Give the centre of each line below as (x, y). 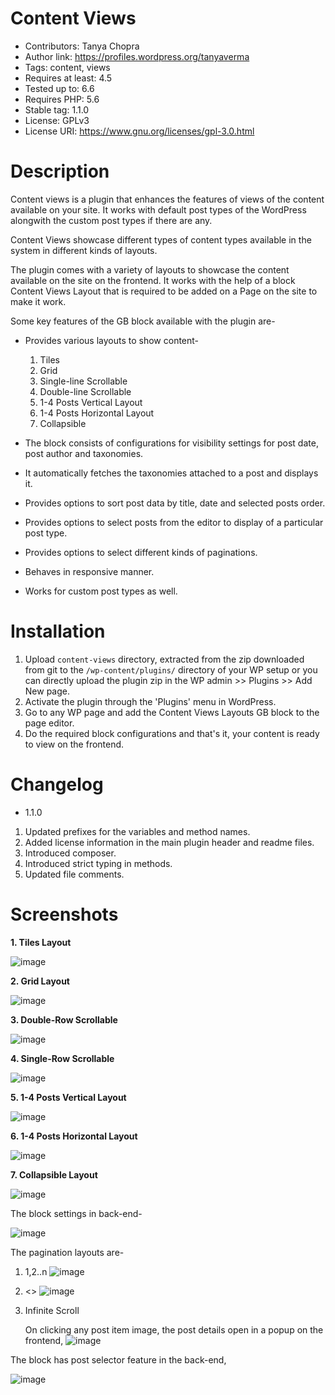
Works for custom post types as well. (101, 591)
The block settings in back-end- (76, 1213)
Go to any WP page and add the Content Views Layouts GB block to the (172, 712)
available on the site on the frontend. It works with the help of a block (153, 280)
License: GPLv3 (57, 120)
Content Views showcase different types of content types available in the (161, 239)
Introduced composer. (70, 853)
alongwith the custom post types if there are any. (111, 220)
